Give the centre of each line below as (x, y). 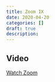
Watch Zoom (22, 72)
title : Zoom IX (25, 12)
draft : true (21, 28)
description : (22, 34)
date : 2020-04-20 (28, 17)
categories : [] (25, 23)
